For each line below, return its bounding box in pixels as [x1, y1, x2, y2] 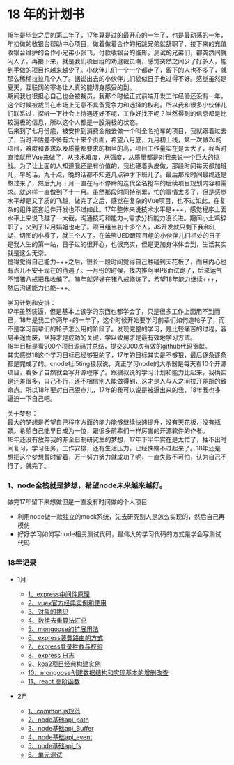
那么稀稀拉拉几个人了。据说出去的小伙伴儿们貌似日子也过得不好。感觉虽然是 [7, 74, 227, 82]
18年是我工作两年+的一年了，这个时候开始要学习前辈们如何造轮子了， [19, 315, 219, 324]
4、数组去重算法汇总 [27, 616, 87, 624]
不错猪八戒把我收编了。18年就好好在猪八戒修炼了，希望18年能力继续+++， [7, 275, 221, 283]
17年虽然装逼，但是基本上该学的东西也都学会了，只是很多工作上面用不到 [7, 307, 214, 315]
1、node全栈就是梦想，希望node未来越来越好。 [7, 480, 167, 490]
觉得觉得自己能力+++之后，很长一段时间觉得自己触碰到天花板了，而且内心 [7, 257, 221, 266]
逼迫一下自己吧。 [7, 394, 56, 402]
